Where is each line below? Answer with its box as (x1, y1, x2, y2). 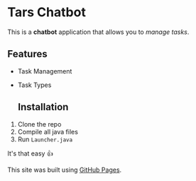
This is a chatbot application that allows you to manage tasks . (7, 28, 190, 36)
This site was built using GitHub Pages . (7, 165, 122, 174)
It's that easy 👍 (7, 149, 53, 158)
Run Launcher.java (17, 135, 73, 144)
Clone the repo (17, 119, 62, 128)
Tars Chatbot (7, 4, 87, 21)
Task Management (17, 66, 72, 75)
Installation (17, 101, 69, 113)
